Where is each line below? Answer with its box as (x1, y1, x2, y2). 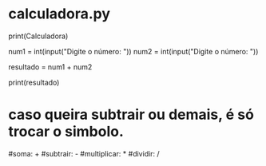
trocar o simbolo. (8, 123, 124, 140)
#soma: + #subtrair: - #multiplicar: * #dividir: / (8, 148, 160, 158)
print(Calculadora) (8, 31, 69, 41)
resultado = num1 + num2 (8, 61, 93, 72)
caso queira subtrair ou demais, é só (8, 105, 254, 124)
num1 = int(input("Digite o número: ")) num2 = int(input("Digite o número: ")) (8, 46, 259, 56)
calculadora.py (8, 5, 110, 23)
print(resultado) (8, 77, 60, 87)
